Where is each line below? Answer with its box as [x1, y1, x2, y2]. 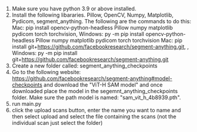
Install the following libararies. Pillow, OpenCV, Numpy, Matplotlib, [11, 11, 174, 19]
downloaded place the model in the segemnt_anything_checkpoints [11, 88, 178, 94]
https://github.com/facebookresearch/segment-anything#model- [11, 75, 173, 82]
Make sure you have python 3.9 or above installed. [11, 5, 137, 12]
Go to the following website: [11, 69, 81, 75]
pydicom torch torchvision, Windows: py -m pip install [11, 30, 144, 38]
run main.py [11, 100, 42, 107]
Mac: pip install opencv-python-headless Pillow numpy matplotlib [11, 24, 173, 31]
